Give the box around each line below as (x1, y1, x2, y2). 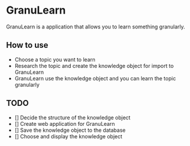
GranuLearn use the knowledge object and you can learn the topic (14, 74, 176, 82)
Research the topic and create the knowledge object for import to (14, 62, 174, 69)
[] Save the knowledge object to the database (14, 126, 126, 134)
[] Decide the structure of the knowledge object (14, 113, 131, 121)
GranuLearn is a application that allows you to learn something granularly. (6, 23, 185, 30)
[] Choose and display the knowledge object (14, 132, 123, 139)
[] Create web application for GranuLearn (14, 120, 115, 127)
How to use (6, 40, 48, 50)
